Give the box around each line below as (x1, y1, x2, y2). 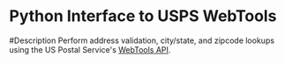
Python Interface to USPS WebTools (9, 6, 277, 26)
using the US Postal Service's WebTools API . (9, 44, 171, 54)
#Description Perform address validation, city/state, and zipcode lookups (9, 35, 275, 46)
